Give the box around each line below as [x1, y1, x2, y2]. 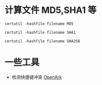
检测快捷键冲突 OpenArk [11, 74, 62, 80]
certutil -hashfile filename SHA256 [4, 38, 80, 44]
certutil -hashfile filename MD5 [4, 21, 74, 26]
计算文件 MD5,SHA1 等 [4, 4, 97, 16]
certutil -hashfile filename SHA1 [4, 30, 76, 35]
